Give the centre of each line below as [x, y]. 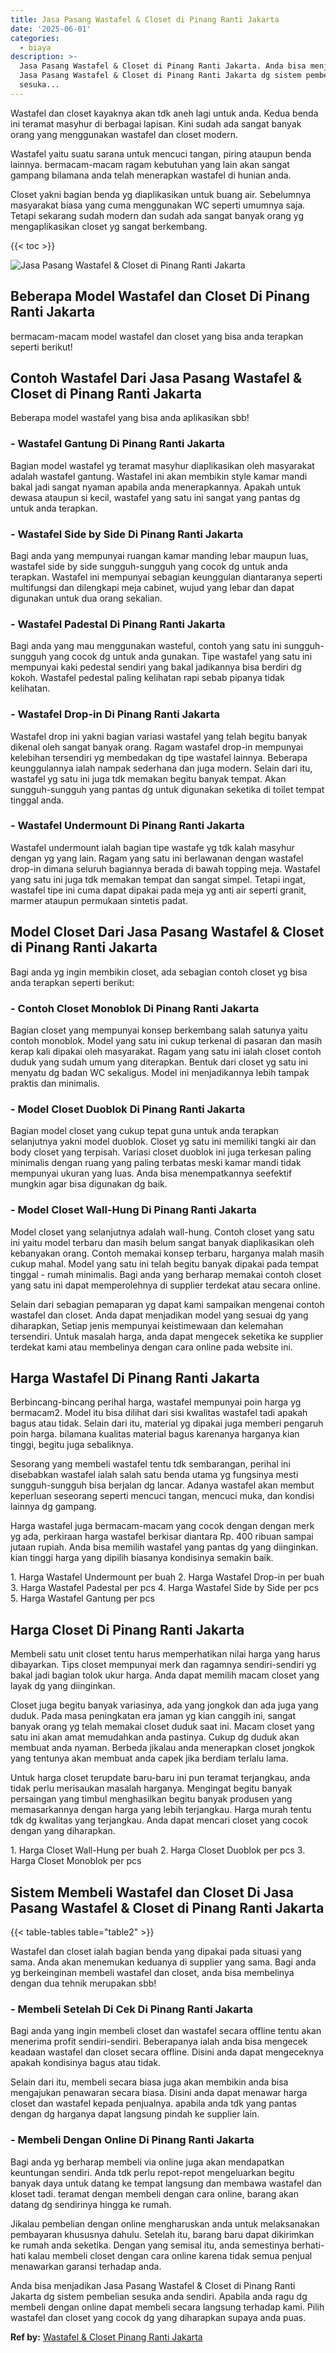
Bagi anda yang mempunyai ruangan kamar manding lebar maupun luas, [159, 555]
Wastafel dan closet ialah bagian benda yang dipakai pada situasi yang [156, 1951]
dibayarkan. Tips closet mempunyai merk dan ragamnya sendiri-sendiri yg [163, 1665]
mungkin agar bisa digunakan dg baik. [89, 1184]
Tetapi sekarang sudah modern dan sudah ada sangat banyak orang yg [157, 215]
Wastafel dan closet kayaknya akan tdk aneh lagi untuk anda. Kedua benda [164, 113]
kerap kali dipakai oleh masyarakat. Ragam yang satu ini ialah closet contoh [166, 1051]
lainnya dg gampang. [53, 1507]
